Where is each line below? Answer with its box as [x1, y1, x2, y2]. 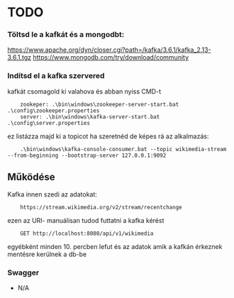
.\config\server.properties [7, 119, 91, 126]
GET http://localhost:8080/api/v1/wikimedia [20, 230, 154, 237]
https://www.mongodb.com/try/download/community [33, 53, 189, 62]
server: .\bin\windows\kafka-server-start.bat [20, 113, 160, 121]
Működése [7, 171, 55, 183]
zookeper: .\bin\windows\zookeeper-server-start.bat [20, 101, 179, 108]
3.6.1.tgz [7, 53, 32, 62]
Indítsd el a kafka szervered [7, 71, 105, 81]
